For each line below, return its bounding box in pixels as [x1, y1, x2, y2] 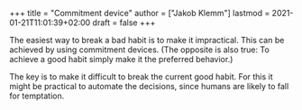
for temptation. [9, 90, 65, 101]
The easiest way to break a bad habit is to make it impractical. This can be [9, 35, 285, 45]
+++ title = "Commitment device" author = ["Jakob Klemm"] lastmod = [9, 8, 270, 18]
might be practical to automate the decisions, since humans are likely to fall [9, 81, 289, 91]
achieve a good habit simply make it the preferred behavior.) [9, 54, 233, 64]
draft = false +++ [92, 17, 156, 28]
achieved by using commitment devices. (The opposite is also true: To [9, 44, 270, 55]
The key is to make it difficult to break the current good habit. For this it [9, 71, 273, 82]
